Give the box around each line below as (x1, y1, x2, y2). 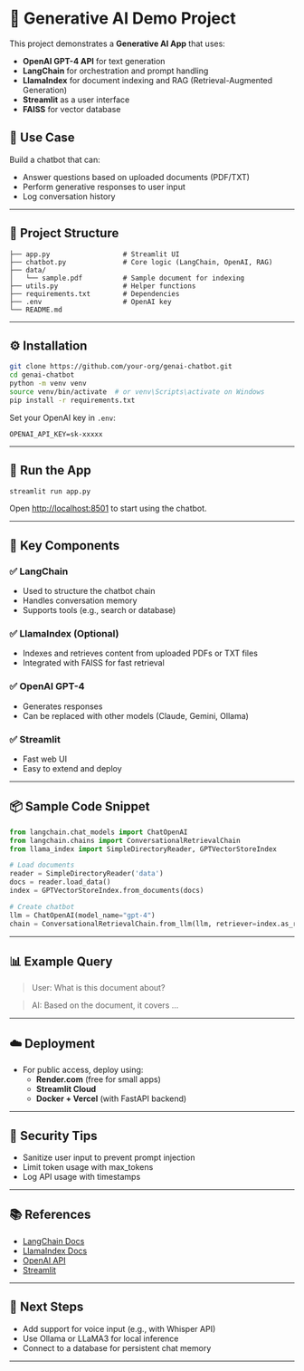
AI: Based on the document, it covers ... (31, 1000, 179, 1011)
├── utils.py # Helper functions (9, 281, 196, 291)
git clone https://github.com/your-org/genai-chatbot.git (9, 362, 233, 371)
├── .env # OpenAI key (9, 297, 172, 306)
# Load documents (9, 860, 75, 870)
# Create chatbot (9, 902, 75, 911)
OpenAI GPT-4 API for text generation (22, 55, 166, 66)
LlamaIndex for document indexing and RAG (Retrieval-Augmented (22, 74, 273, 85)
